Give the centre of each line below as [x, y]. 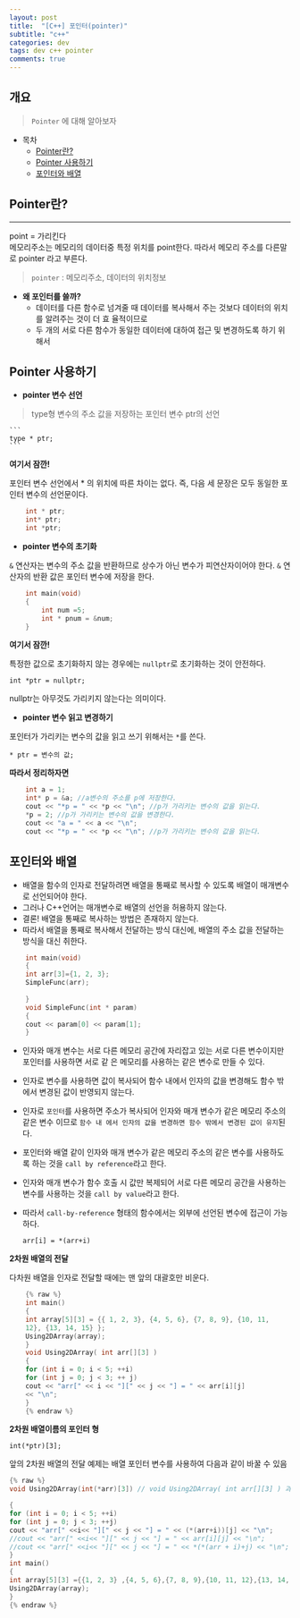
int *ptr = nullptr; [48, 681]
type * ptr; [31, 439]
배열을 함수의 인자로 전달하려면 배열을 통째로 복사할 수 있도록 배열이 [140, 885]
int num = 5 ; [64, 610]
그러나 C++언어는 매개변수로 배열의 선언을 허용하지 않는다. [125, 907]
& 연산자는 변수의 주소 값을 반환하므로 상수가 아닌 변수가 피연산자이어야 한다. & [145, 565]
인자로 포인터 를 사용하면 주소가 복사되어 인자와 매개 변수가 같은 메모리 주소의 [154, 1111]
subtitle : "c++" [39, 34]
